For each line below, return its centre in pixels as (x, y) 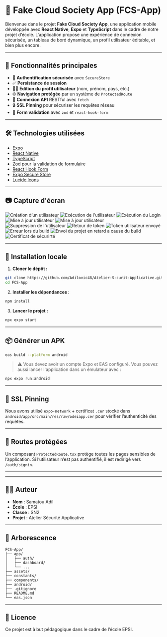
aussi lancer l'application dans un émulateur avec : (69, 369)
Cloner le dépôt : (30, 269)
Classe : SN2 (26, 512)
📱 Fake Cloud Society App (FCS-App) (83, 10)
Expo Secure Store (32, 174)
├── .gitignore (21, 589)
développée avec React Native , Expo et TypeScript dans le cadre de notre (82, 29)
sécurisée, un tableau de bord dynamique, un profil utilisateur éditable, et (80, 40)
